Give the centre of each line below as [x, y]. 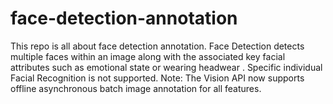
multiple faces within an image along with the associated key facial [148, 56]
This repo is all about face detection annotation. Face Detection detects [157, 46]
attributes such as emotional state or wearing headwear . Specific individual [166, 67]
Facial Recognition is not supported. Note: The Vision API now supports [157, 78]
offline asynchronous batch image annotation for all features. [136, 88]
